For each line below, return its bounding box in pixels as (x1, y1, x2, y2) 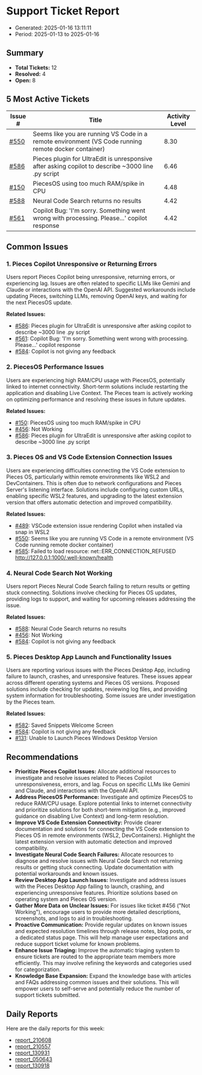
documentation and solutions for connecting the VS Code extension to (14, 825, 189, 833)
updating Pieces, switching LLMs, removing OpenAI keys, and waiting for (6, 293, 188, 300)
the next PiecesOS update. (6, 299, 73, 306)
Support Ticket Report (6, 4, 120, 18)
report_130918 (14, 1062, 50, 1070)
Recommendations (6, 752, 79, 762)
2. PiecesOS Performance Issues (6, 363, 104, 371)
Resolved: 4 (14, 70, 46, 78)
